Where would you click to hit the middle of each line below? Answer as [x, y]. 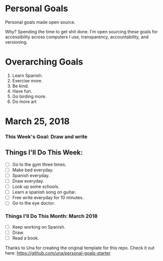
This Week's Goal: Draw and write [46, 136]
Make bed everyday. [33, 170]
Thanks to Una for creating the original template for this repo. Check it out [80, 248]
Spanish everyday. [31, 175]
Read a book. [26, 238]
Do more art [24, 102]
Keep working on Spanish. [39, 227]
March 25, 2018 [37, 121]
